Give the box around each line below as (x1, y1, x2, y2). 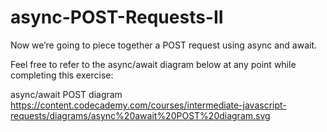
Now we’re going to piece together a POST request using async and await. (10, 39, 318, 51)
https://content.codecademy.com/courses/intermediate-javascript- (10, 99, 287, 111)
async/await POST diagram (10, 88, 123, 100)
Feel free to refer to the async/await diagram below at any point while (10, 58, 297, 70)
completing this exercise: (10, 69, 114, 81)
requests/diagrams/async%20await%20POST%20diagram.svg (10, 109, 271, 121)
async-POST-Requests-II (10, 6, 224, 29)
